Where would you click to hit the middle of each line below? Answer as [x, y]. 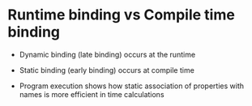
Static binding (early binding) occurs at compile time [107, 70]
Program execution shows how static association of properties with [132, 86]
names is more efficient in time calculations [92, 94]
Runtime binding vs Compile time [122, 15]
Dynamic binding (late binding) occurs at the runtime [107, 54]
